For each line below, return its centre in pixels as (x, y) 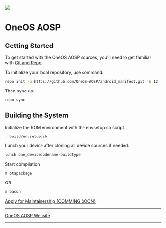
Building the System (37, 115)
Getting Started (29, 46)
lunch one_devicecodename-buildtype (43, 155)
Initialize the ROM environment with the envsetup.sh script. (65, 127)
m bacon (13, 192)
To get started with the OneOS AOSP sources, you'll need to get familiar (78, 57)
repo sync (15, 100)
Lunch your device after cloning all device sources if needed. (67, 146)
